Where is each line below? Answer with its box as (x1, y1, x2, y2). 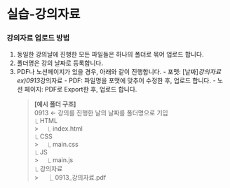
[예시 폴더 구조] (34, 100, 76, 108)
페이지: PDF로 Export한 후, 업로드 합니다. (24, 85, 137, 94)
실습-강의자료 (6, 6, 81, 22)
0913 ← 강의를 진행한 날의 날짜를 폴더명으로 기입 (34, 109, 169, 117)
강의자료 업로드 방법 (6, 33, 70, 43)
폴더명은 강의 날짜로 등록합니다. (16, 59, 103, 67)
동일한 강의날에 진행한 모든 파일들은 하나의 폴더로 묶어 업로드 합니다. (16, 50, 204, 59)
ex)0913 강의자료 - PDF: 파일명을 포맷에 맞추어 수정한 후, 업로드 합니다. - (16, 76, 216, 85)
